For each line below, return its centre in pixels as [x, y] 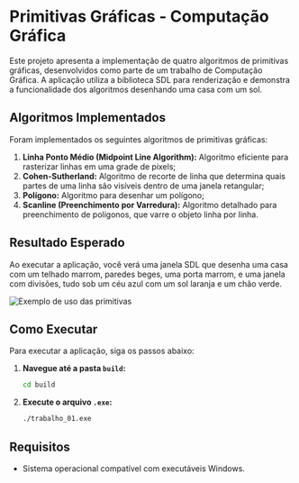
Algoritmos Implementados [88, 118]
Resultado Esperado [67, 243]
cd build [39, 385]
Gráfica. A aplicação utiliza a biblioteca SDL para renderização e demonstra [150, 79]
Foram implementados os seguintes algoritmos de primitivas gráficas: [139, 139]
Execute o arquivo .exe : [67, 402]
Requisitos [40, 447]
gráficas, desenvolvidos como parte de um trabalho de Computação [136, 70]
